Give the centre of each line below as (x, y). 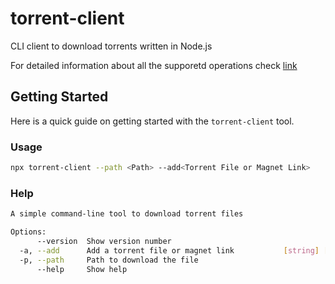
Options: (28, 232)
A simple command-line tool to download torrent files (127, 214)
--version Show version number (104, 241)
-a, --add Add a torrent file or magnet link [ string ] (169, 250)
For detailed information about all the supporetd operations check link (154, 65)
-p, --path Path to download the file (109, 260)
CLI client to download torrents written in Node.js (111, 46)
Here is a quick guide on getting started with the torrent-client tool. (152, 121)
